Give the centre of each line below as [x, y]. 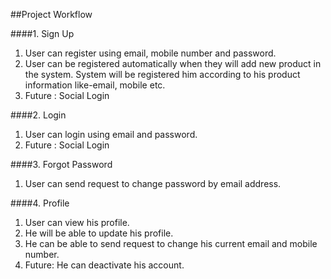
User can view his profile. [77, 222]
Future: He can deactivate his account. [104, 265]
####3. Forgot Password [61, 164]
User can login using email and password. [111, 134]
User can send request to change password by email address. [153, 183]
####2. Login [38, 115]
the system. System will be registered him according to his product [162, 74]
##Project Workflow [51, 14]
